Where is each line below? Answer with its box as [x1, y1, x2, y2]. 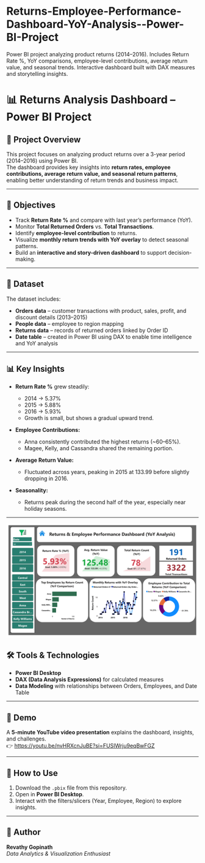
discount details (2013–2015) [15, 314, 88, 321]
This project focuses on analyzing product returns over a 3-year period [6, 150, 185, 157]
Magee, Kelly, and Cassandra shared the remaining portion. [24, 445, 174, 452]
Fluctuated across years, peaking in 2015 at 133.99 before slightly [24, 469, 190, 476]
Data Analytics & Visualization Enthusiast [6, 850, 111, 857]
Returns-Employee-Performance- [6, 4, 182, 18]
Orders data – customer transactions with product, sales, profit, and [15, 307, 187, 314]
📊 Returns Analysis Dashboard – [6, 93, 176, 107]
